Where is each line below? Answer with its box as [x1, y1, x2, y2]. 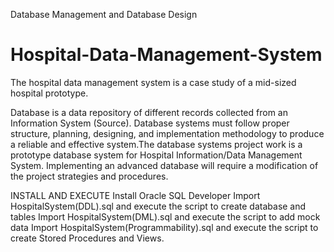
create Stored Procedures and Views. [10, 232, 165, 244]
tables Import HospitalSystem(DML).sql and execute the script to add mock [10, 210, 321, 223]
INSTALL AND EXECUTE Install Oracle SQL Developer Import [10, 189, 261, 201]
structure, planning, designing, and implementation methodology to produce [10, 127, 325, 139]
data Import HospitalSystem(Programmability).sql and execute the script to [10, 221, 319, 233]
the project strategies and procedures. [10, 170, 169, 182]
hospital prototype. [10, 87, 89, 99]
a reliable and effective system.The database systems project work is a [10, 138, 303, 150]
